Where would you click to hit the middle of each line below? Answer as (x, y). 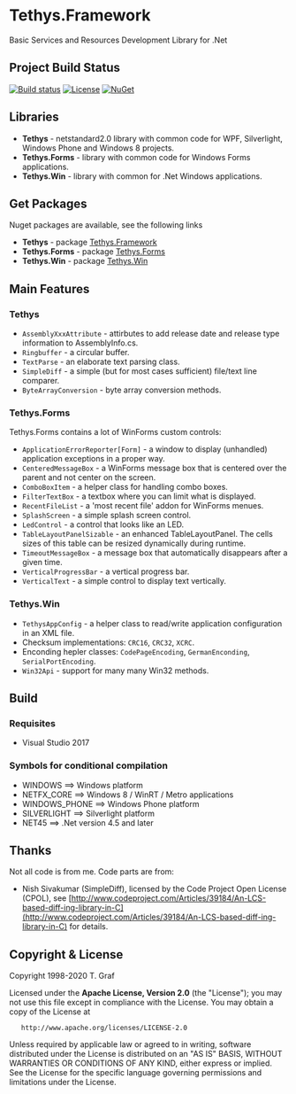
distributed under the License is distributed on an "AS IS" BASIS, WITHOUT (146, 1054)
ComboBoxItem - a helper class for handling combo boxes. (125, 487)
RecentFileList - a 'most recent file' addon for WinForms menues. (143, 506)
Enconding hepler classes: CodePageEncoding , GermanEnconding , (136, 651)
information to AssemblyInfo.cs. (80, 343)
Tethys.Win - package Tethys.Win (85, 261)
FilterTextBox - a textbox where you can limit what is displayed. (139, 496)
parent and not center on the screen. (89, 477)
